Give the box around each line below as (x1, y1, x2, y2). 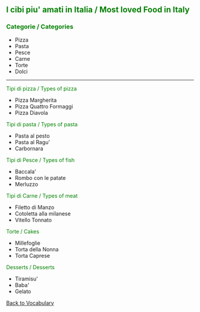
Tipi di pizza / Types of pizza (6, 85, 77, 92)
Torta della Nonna (14, 245, 59, 252)
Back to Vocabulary (6, 299, 55, 306)
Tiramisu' (14, 275, 38, 282)
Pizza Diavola (14, 109, 48, 116)
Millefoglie (14, 239, 40, 247)
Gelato (14, 288, 32, 295)
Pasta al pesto (14, 132, 50, 139)
